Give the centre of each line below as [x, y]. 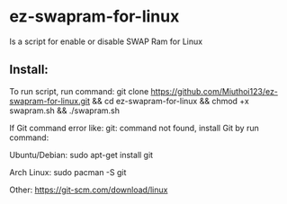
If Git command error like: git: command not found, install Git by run [134, 128]
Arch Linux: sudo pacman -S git [68, 172]
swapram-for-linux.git [50, 101]
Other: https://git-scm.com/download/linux [89, 190]
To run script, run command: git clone [79, 91]
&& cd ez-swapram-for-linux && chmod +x [170, 101]
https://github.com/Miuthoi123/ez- [215, 91]
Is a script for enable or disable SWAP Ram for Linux [106, 41]
